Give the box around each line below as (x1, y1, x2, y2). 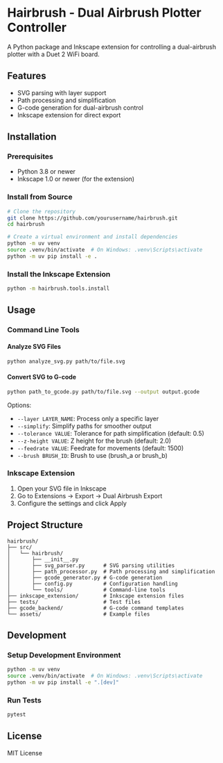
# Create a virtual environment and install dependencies (7, 233, 178, 240)
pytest (7, 711, 26, 719)
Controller (7, 19, 67, 35)
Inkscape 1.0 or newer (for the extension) (17, 175, 135, 183)
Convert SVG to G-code (7, 373, 77, 381)
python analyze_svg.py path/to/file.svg (7, 358, 126, 365)
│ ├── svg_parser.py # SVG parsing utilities (7, 561, 175, 569)
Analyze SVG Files (7, 342, 61, 350)
